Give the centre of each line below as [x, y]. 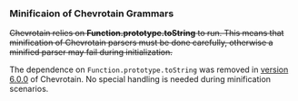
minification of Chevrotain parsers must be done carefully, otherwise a [141, 42]
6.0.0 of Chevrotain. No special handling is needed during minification [140, 79]
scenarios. [29, 89]
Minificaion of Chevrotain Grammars [92, 14]
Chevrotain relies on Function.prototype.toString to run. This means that [147, 33]
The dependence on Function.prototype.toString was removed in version [149, 69]
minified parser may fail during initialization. [91, 52]
